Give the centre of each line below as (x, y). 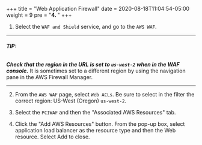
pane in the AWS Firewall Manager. (50, 77)
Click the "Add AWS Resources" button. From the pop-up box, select (100, 124)
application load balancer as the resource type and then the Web (95, 131)
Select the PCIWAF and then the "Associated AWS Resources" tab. (95, 113)
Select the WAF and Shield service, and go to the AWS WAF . (86, 27)
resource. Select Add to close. (52, 137)
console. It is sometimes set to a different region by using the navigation (96, 71)
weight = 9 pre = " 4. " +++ (39, 15)
